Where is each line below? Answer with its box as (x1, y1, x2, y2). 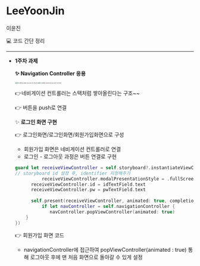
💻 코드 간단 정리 (6, 37, 45, 44)
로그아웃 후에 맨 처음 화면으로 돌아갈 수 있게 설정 (30, 254, 143, 261)
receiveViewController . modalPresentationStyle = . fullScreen (41, 176, 196, 182)
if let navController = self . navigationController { (41, 204, 176, 210)
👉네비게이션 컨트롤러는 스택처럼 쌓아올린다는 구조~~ (14, 89, 140, 96)
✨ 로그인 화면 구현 (14, 118, 58, 125)
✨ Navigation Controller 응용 (14, 69, 86, 77)
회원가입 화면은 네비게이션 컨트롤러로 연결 (23, 145, 121, 153)
